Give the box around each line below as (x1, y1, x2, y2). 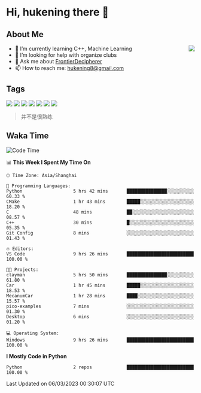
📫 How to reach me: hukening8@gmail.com (14, 65, 124, 71)
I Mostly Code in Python (6, 352, 67, 360)
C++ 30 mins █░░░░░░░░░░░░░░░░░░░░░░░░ (6, 220, 194, 226)
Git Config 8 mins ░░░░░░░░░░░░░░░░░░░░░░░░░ (6, 230, 194, 236)
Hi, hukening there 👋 (6, 5, 109, 19)
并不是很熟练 (20, 113, 53, 120)
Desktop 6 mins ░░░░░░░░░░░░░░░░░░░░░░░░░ (6, 313, 194, 319)
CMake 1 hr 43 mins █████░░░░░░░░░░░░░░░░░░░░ (6, 199, 194, 205)
